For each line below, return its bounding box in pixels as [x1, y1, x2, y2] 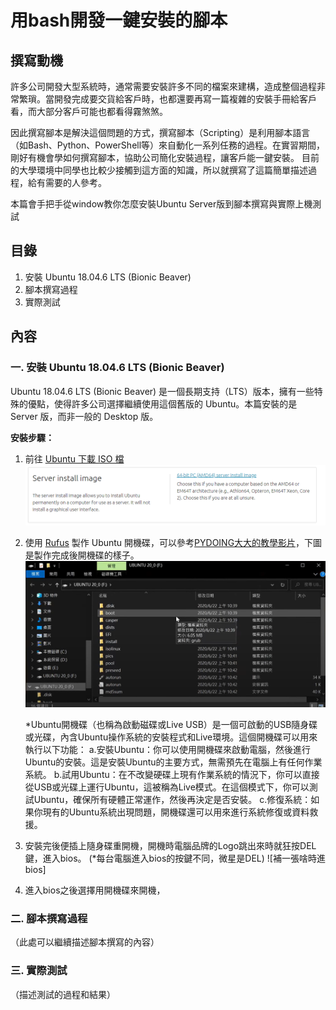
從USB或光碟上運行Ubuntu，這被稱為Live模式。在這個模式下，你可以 [24, 781, 310, 793]
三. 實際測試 [10, 964, 68, 978]
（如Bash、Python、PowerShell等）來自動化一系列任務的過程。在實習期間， [10, 139, 326, 151]
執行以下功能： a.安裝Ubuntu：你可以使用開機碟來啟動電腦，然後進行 [24, 744, 312, 756]
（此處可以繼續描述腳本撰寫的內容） [10, 936, 160, 948]
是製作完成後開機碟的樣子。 [24, 549, 140, 561]
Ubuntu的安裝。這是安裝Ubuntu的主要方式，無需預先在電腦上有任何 [24, 756, 305, 768]
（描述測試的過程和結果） [10, 988, 116, 1000]
